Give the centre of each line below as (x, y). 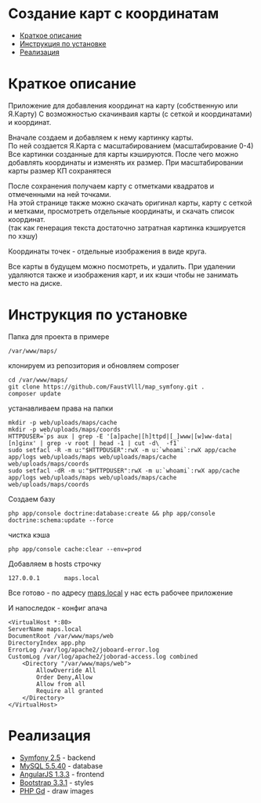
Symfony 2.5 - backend (57, 757)
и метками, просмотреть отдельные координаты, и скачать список (121, 211)
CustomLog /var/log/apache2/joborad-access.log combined (103, 656)
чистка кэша (29, 535)
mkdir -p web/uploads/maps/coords (65, 429)
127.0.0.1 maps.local (54, 578)
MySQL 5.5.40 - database (61, 765)
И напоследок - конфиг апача (58, 608)
